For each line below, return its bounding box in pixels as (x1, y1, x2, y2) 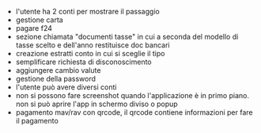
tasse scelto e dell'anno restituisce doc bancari (15, 40, 170, 50)
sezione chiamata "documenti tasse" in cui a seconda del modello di (15, 32, 239, 41)
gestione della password (15, 74, 96, 83)
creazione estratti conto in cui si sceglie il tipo (15, 49, 165, 58)
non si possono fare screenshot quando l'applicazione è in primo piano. (15, 91, 250, 100)
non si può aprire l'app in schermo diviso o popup (15, 99, 178, 108)
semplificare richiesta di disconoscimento (15, 57, 152, 66)
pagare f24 (15, 24, 53, 32)
